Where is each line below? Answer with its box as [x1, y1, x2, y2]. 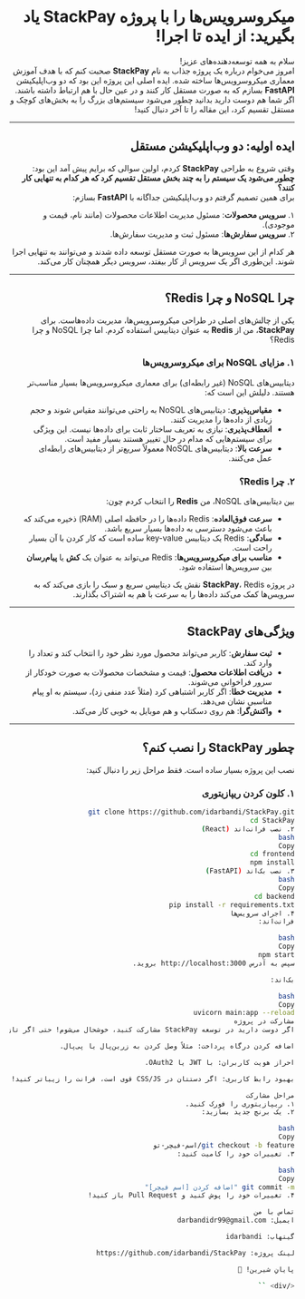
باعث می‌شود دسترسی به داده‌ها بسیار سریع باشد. [104, 523, 272, 534]
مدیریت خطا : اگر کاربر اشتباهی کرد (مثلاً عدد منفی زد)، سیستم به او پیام [31, 686, 272, 697]
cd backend [253, 892, 295, 901]
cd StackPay [250, 816, 295, 825]
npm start [257, 951, 295, 960]
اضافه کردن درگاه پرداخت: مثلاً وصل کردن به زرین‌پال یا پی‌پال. [59, 1041, 295, 1051]
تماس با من [253, 1207, 295, 1216]
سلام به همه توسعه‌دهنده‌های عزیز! [179, 55, 295, 66]
